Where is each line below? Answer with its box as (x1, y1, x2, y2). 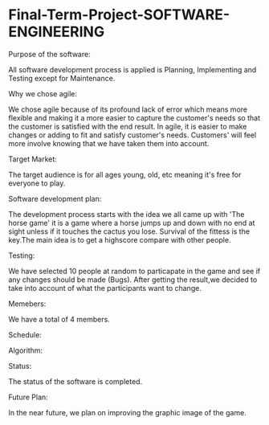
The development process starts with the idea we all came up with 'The (8, 209, 245, 219)
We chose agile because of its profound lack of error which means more (8, 104, 247, 114)
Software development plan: (8, 194, 102, 203)
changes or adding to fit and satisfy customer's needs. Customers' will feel (8, 130, 257, 140)
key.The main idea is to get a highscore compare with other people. (8, 235, 231, 244)
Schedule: (8, 329, 42, 339)
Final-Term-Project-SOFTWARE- (8, 6, 230, 24)
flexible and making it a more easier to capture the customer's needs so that (8, 112, 261, 122)
